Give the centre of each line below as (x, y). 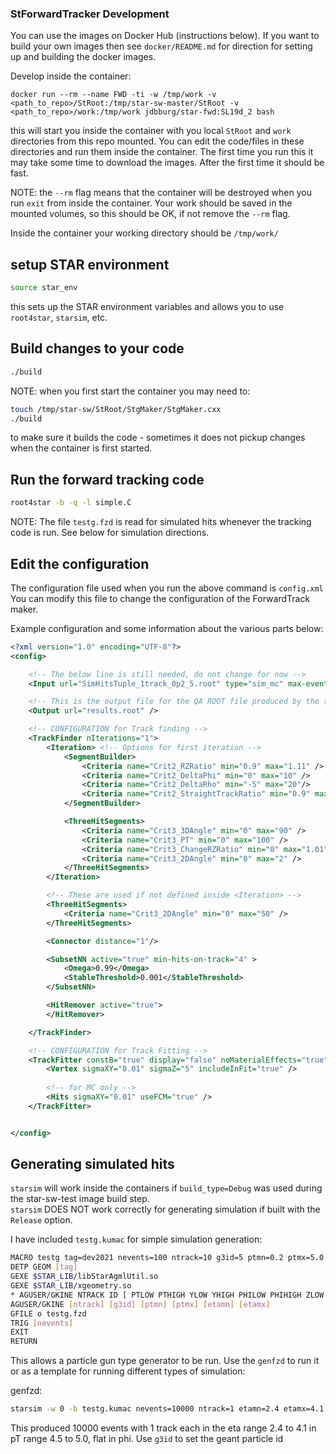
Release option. (41, 1220)
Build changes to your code (97, 348)
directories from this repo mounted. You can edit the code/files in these (157, 141)
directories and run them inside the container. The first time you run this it (162, 152)
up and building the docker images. (83, 57)
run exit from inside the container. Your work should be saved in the (151, 203)
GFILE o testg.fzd (48, 1313)
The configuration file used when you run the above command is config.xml (167, 588)
